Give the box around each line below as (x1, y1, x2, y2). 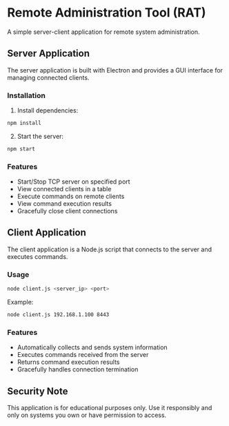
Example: (7, 298, 34, 307)
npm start (7, 145, 36, 153)
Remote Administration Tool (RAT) (7, 5, 206, 21)
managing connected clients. (7, 73, 90, 81)
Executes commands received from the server (17, 351, 149, 359)
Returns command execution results (17, 358, 120, 367)
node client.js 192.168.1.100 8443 (7, 311, 110, 318)
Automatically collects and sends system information (17, 343, 168, 351)
